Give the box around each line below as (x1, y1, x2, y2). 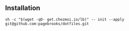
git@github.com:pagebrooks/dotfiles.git (5, 21, 90, 26)
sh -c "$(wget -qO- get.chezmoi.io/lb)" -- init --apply (5, 17, 125, 22)
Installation (5, 4, 40, 12)
